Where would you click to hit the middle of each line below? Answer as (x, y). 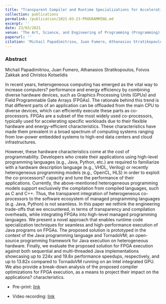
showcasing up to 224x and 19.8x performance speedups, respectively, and (82, 256)
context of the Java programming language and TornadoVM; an (70, 236)
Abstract (16, 59)
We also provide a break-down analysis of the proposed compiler (72, 267)
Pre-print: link (26, 287)
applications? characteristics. (35, 277)
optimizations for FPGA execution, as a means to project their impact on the (82, 272)
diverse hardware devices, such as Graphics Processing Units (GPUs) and (81, 95)
